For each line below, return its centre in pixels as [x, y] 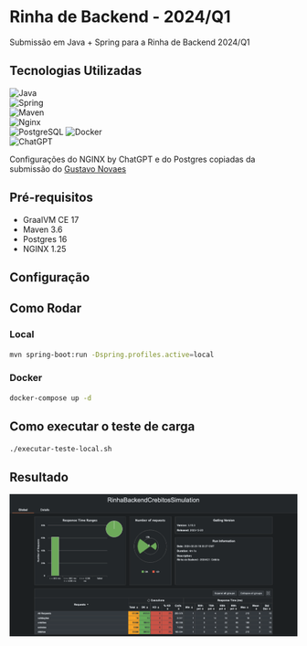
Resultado [39, 477]
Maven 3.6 [42, 229]
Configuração [50, 277]
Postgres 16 [45, 238]
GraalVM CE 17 [51, 219]
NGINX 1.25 [44, 249]
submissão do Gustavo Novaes [68, 169]
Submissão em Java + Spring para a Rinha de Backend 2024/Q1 [130, 42]
